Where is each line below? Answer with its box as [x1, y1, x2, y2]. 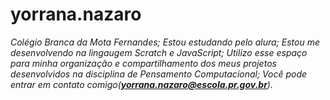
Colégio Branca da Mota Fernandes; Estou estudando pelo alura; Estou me [10, 36, 320, 48]
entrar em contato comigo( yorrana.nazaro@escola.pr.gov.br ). [10, 78, 273, 90]
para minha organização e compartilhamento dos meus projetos [10, 57, 277, 69]
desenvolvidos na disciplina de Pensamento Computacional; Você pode [10, 68, 308, 80]
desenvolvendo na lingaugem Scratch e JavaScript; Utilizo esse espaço [10, 46, 308, 58]
